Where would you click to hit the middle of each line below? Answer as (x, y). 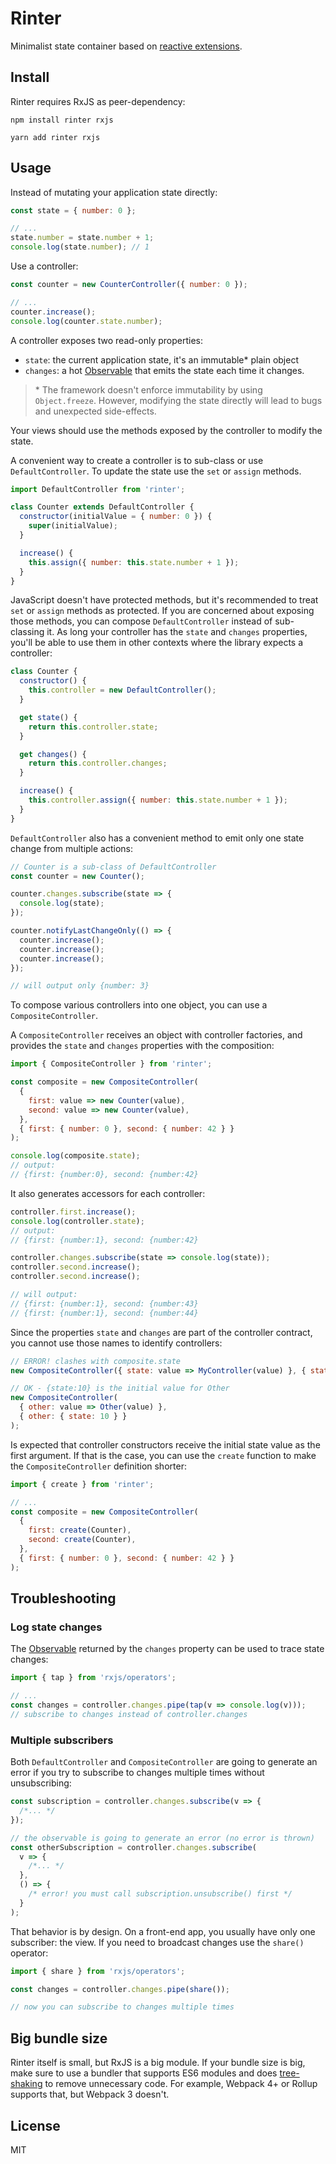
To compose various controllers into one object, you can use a (139, 1005)
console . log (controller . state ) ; (77, 1221)
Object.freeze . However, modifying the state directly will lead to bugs (178, 400)
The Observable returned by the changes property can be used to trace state (167, 1649)
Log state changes (56, 1627)
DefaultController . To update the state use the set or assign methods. (156, 471)
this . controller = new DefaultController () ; (122, 690)
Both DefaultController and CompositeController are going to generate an (164, 1762)
